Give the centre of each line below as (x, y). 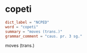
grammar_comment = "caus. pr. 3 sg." (44, 36)
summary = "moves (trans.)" (34, 31)
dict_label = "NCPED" (27, 22)
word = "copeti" (22, 27)
